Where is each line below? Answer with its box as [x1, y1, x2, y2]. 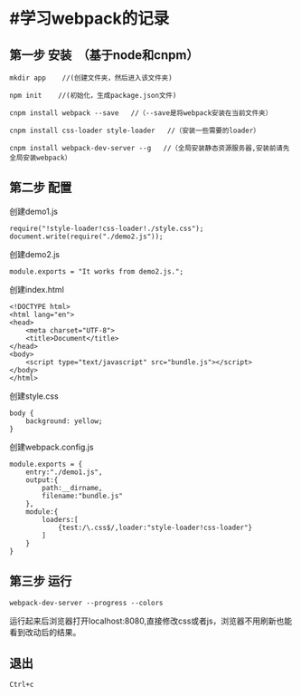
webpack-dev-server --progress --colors [9, 598, 165, 607]
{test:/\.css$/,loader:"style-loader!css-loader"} [57, 523, 253, 532]
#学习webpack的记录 [9, 8, 170, 29]
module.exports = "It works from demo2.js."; [9, 266, 183, 276]
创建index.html [9, 284, 65, 295]
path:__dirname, [42, 483, 103, 492]
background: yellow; [25, 416, 103, 426]
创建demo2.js [9, 248, 61, 259]
